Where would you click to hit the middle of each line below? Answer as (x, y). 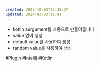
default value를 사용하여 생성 (41, 42)
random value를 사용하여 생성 (42, 48)
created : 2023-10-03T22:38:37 (37, 10)
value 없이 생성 (27, 35)
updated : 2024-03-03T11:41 (33, 14)
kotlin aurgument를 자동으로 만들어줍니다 (54, 29)
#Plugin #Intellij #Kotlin (29, 58)
